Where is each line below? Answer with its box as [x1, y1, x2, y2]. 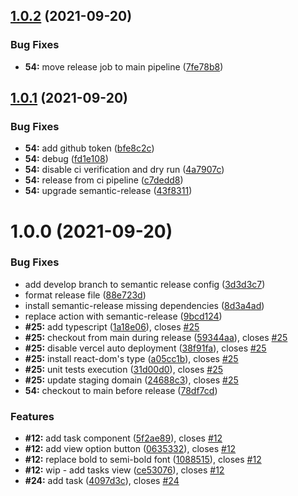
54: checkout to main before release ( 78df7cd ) [24, 384, 218, 396]
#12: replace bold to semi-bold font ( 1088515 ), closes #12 [24, 454, 262, 466]
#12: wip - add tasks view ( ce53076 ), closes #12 [24, 464, 225, 476]
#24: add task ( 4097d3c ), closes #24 [24, 475, 180, 487]
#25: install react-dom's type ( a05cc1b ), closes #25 [24, 352, 239, 364]
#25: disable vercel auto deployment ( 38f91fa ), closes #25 [24, 342, 267, 354]
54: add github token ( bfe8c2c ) [24, 142, 155, 154]
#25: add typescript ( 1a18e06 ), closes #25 [24, 320, 200, 333]
